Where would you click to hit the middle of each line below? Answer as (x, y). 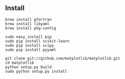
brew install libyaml (27, 24)
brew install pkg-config (31, 28)
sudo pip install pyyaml (31, 50)
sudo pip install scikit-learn (37, 41)
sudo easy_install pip (28, 37)
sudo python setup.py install (36, 71)
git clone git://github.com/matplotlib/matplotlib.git (63, 58)
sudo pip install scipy (30, 45)
